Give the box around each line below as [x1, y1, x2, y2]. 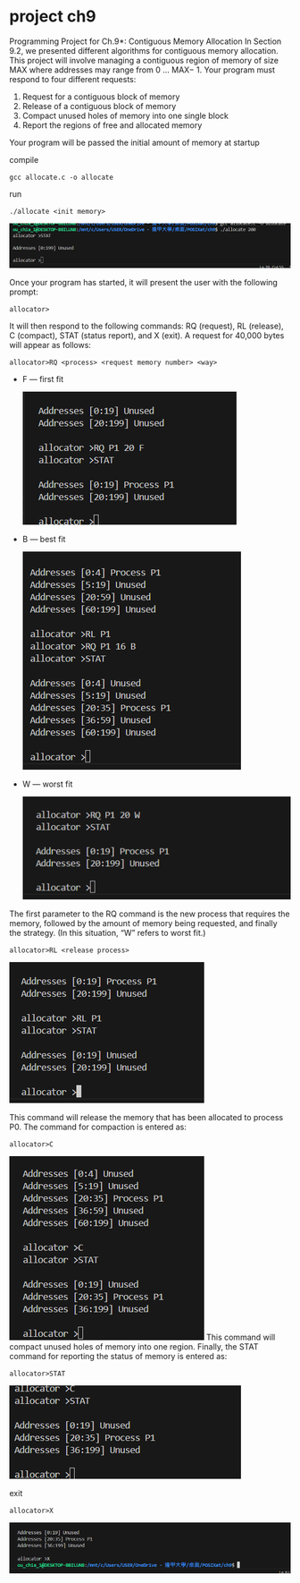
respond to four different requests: [9, 73, 137, 84]
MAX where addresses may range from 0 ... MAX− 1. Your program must [9, 64, 275, 75]
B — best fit [21, 534, 66, 545]
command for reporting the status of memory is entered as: [9, 1351, 228, 1362]
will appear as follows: [9, 340, 92, 351]
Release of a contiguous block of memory [21, 100, 177, 111]
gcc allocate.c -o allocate [9, 173, 114, 182]
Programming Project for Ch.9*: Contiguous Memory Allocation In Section [9, 36, 282, 47]
